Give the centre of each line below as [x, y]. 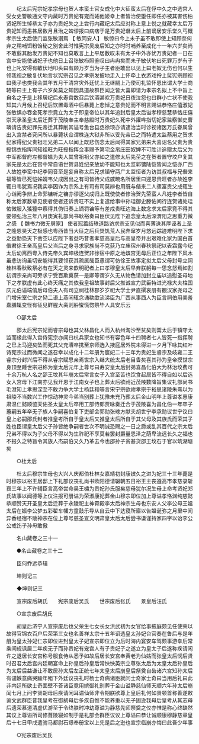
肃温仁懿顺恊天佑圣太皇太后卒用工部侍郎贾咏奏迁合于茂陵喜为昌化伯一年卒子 [99, 404]
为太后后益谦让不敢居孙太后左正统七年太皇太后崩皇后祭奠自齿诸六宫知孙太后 [99, 671]
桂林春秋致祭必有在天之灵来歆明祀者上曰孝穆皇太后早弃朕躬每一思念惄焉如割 [99, 268]
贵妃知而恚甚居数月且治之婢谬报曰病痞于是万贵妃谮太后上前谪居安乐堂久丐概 [99, 31]
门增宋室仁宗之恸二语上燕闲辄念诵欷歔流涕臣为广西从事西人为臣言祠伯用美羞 [99, 297]
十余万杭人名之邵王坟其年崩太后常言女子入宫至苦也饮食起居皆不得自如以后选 [99, 374]
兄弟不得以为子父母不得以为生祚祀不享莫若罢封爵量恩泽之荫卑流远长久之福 [97, 434]
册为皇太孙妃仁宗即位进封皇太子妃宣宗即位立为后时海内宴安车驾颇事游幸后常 [99, 641]
